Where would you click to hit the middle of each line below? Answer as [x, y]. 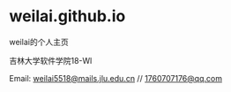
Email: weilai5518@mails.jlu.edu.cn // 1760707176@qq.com [116, 78]
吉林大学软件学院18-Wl [51, 60]
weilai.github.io [67, 16]
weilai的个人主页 [39, 42]
